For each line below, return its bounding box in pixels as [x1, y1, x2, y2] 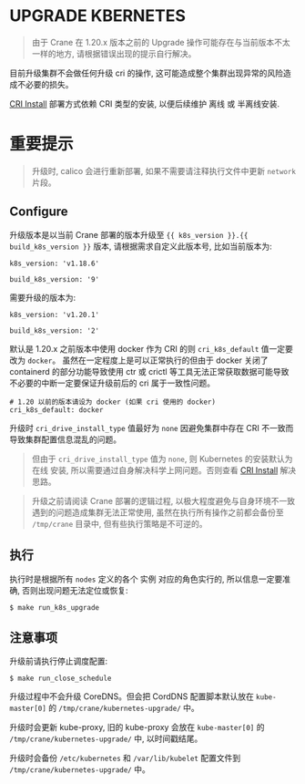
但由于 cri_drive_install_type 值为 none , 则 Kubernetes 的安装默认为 [31, 453, 293, 464]
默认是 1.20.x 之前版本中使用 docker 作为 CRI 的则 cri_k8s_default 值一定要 [9, 343, 294, 354]
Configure [9, 204, 68, 220]
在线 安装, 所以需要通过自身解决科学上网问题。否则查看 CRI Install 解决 [31, 464, 297, 475]
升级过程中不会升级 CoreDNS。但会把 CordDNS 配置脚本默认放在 [9, 691, 255, 702]
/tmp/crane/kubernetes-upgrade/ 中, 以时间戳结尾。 [9, 733, 203, 744]
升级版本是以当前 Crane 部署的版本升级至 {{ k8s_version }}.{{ [9, 229, 249, 240]
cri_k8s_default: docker [9, 405, 104, 415]
